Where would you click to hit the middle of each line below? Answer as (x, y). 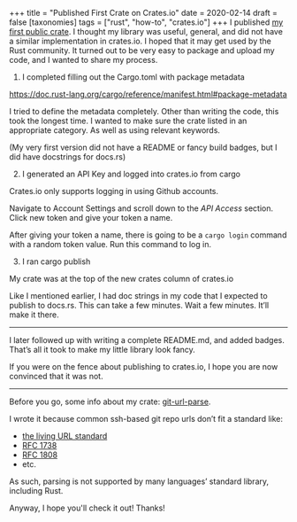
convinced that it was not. (56, 376)
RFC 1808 (40, 455)
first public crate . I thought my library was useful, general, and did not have (146, 31)
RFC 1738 (39, 445)
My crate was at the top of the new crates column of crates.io (122, 279)
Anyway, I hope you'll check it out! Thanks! (87, 508)
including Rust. (36, 491)
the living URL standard (65, 436)
